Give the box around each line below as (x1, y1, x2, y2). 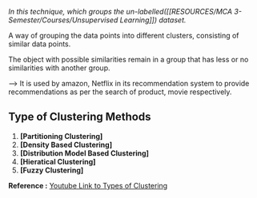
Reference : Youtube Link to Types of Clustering (8, 180, 168, 190)
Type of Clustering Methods (8, 110, 151, 124)
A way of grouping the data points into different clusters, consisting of (8, 31, 239, 40)
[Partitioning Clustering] (19, 131, 103, 141)
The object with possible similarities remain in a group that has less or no (8, 55, 249, 64)
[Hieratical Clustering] (19, 156, 96, 166)
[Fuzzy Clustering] (19, 165, 84, 175)
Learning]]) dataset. (119, 15, 187, 25)
